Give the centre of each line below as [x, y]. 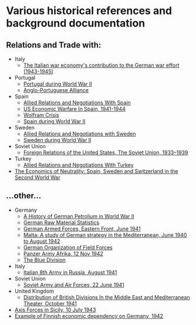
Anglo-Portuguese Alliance [56, 90]
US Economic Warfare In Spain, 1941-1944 [75, 109]
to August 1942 [42, 241]
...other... [24, 196]
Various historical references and [89, 11]
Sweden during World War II [57, 140]
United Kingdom [34, 291]
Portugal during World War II [58, 84]
